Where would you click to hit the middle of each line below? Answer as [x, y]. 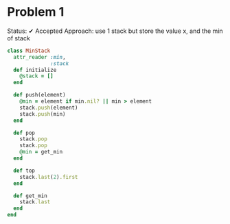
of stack [19, 38]
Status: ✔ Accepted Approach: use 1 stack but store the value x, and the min [115, 31]
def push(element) [40, 95]
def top [24, 171]
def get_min [31, 196]
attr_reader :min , [40, 57]
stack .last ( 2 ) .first [49, 177]
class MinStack [29, 51]
